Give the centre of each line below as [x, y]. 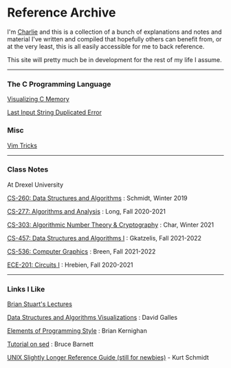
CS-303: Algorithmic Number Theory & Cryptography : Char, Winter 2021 [111, 225]
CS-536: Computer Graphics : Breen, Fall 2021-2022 [81, 251]
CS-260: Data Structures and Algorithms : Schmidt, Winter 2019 [97, 198]
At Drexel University [35, 185]
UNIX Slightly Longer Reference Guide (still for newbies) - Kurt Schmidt [108, 358]
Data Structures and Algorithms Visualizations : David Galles [92, 318]
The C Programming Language [59, 84]
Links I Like [26, 289]
